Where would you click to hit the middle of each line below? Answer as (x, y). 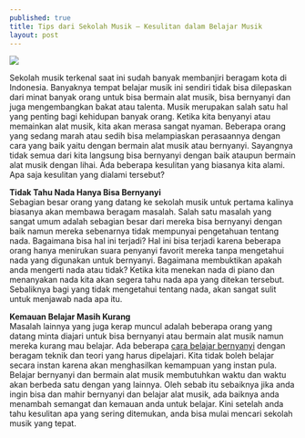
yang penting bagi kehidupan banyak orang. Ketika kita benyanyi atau (140, 117)
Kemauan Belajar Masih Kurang (70, 317)
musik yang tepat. (43, 423)
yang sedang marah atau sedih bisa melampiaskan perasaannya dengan (145, 136)
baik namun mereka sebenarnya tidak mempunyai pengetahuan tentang (144, 231)
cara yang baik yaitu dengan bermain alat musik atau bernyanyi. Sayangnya (151, 146)
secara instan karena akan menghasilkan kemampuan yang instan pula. (143, 365)
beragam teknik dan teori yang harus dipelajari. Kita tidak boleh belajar (142, 356)
